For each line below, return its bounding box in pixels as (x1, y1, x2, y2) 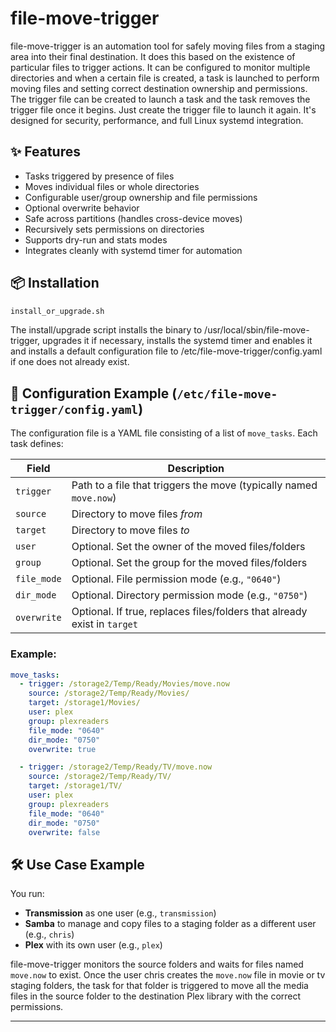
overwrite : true (28, 744, 97, 754)
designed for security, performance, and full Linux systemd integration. (10, 114, 304, 126)
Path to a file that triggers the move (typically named (71, 478, 318, 492)
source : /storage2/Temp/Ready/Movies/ (28, 688, 190, 699)
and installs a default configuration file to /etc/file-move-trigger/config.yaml (10, 345, 323, 357)
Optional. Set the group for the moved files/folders (71, 556, 308, 570)
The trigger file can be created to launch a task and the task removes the (10, 93, 311, 105)
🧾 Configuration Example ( (10, 385, 178, 402)
